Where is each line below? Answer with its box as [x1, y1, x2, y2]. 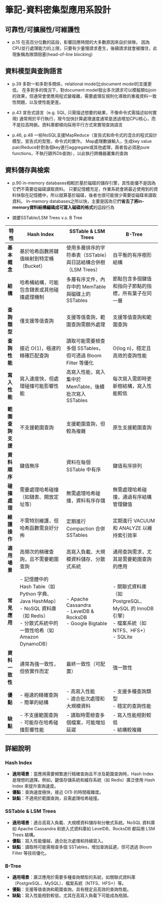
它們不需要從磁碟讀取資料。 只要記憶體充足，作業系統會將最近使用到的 [12, 186, 154, 192]
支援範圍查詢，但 [66, 420, 105, 427]
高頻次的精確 [19, 548, 49, 555]
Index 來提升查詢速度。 [12, 783, 59, 789]
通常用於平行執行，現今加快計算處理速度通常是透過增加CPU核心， [19, 116, 152, 121]
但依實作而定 [19, 667, 49, 674]
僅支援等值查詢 [19, 317, 54, 324]
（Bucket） [19, 262, 46, 269]
